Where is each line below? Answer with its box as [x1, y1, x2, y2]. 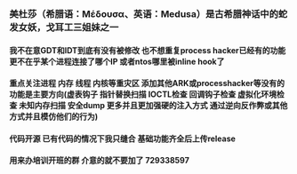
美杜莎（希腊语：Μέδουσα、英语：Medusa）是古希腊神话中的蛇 [9, 7, 288, 20]
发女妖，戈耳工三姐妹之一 [9, 20, 119, 33]
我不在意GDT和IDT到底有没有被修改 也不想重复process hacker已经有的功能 [9, 44, 286, 55]
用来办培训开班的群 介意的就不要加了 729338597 [9, 155, 189, 166]
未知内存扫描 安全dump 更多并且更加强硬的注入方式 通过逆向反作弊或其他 [19, 100, 288, 111]
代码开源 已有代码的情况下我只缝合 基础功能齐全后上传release [9, 133, 236, 144]
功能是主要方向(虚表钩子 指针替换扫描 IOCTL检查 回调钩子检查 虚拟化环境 [9, 89, 277, 99]
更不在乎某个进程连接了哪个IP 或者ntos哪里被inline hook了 [9, 56, 225, 67]
